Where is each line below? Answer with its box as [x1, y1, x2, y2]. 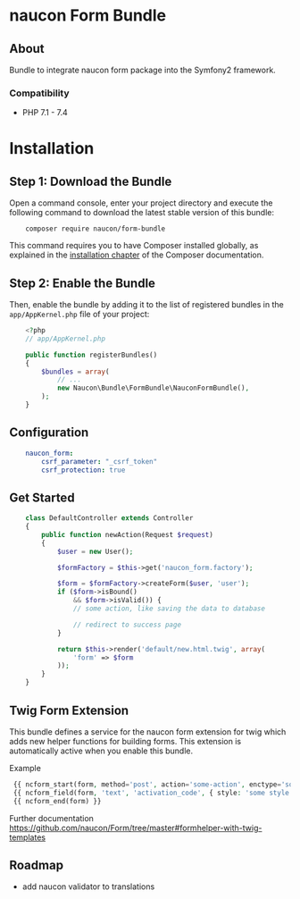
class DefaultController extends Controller [25, 514, 194, 523]
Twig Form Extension [9, 702, 129, 718]
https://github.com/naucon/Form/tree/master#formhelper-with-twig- [9, 822, 262, 833]
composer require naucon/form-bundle [25, 224, 166, 233]
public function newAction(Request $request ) [41, 530, 214, 539]
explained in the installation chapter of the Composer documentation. [9, 249, 264, 260]
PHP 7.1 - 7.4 [21, 107, 69, 118]
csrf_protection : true [41, 466, 126, 475]
